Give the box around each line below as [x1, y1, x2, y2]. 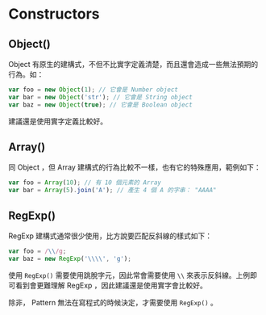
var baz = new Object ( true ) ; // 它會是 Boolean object [8, 100, 193, 109]
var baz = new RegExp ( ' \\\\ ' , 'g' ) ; [8, 254, 131, 262]
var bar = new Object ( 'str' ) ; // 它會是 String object [8, 93, 193, 101]
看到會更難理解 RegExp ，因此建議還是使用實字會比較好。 [15, 280, 208, 290]
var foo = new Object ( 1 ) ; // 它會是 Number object [8, 86, 179, 94]
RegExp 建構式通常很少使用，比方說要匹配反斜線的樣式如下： [8, 231, 213, 241]
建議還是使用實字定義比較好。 [8, 116, 107, 126]
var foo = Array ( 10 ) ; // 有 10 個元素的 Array [8, 178, 161, 187]
